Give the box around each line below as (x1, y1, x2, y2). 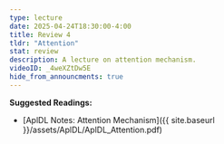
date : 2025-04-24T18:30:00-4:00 (9, 22, 131, 31)
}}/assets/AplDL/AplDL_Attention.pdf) (22, 124, 163, 135)
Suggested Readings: (9, 97, 93, 108)
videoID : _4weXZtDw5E (9, 64, 92, 73)
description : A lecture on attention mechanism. (9, 55, 197, 64)
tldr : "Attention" (9, 38, 79, 48)
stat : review (9, 47, 59, 56)
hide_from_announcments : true (9, 72, 124, 82)
